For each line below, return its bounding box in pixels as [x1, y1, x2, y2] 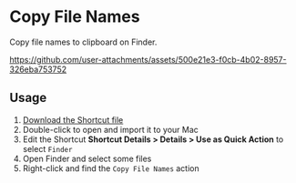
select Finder [22, 143, 73, 154]
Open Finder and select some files [22, 153, 152, 164]
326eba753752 [9, 64, 66, 75]
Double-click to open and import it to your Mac [22, 124, 199, 135]
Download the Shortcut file [22, 114, 124, 125]
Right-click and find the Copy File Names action [22, 162, 199, 174]
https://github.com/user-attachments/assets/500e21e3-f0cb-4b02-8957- [9, 54, 287, 65]
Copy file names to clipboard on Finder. [9, 36, 158, 47]
